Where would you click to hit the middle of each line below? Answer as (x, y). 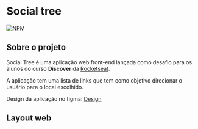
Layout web (29, 118)
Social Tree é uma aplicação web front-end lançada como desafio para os (99, 62)
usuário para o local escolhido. (45, 87)
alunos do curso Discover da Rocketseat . (58, 68)
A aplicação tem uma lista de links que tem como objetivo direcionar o (94, 80)
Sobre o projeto (36, 47)
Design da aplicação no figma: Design (54, 98)
